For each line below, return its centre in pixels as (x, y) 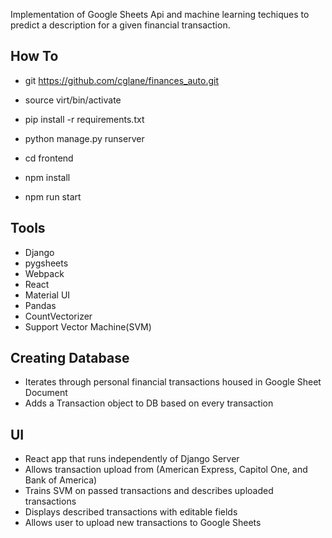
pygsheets (46, 263)
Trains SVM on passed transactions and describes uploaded (149, 491)
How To (34, 56)
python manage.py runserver (84, 138)
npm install (47, 177)
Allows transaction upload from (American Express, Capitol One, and (166, 470)
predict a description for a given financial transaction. (120, 25)
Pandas (40, 305)
